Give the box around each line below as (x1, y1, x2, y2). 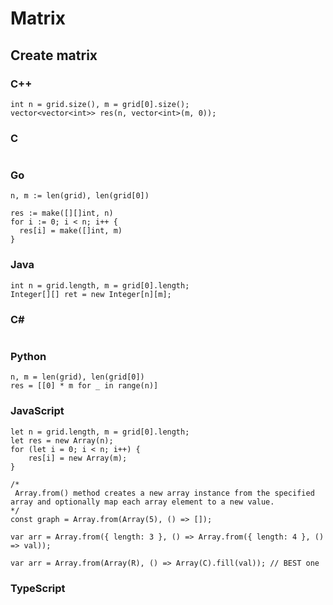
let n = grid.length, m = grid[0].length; (10, 427, 190, 437)
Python (10, 349, 47, 363)
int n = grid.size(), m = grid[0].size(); (10, 99, 190, 109)
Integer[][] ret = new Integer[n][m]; (10, 289, 172, 299)
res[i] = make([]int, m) (19, 226, 123, 236)
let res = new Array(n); (10, 435, 114, 446)
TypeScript (10, 581, 66, 595)
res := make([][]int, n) (10, 208, 114, 219)
